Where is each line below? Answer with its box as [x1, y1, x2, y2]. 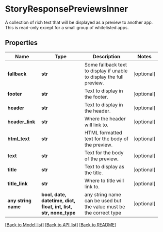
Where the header [84, 115, 126, 122]
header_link [7, 118, 35, 125]
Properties [5, 39, 38, 47]
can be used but [84, 197, 122, 204]
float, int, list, [41, 203, 72, 210]
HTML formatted [84, 129, 122, 136]
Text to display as [84, 163, 125, 170]
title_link [7, 180, 28, 187]
